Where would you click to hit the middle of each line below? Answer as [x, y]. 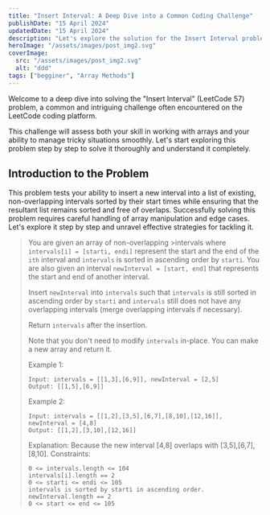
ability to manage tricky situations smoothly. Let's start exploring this [122, 140]
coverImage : [28, 53]
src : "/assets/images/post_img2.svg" [79, 61]
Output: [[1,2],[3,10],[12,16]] [82, 431]
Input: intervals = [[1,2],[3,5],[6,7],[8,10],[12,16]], [125, 416]
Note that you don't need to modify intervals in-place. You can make [143, 341]
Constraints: [70, 454]
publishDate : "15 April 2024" [59, 23]
